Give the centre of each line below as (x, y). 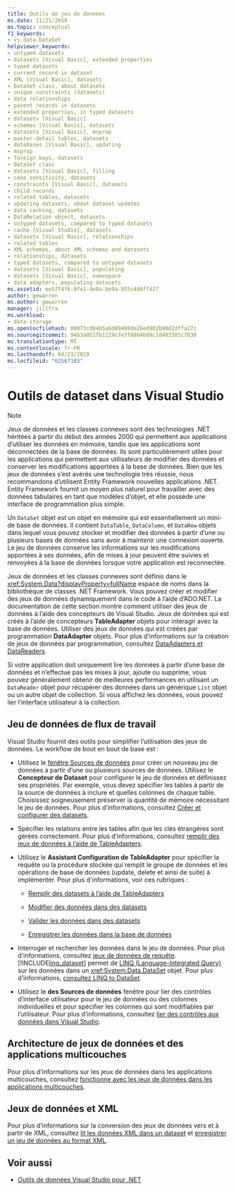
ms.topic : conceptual (39, 27)
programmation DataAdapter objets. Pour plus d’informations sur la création (118, 636)
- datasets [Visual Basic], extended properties (80, 60)
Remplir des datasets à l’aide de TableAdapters (96, 893)
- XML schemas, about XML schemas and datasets (79, 250)
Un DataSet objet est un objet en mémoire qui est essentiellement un (106, 517)
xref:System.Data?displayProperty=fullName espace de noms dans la (108, 584)
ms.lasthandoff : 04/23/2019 (49, 354)
